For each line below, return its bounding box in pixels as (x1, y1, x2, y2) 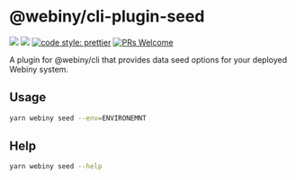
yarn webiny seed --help (9, 162, 103, 171)
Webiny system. (9, 64, 69, 74)
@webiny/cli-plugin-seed (9, 6, 205, 27)
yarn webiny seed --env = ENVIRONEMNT (9, 114, 147, 123)
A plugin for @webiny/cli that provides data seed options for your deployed (9, 54, 288, 64)
